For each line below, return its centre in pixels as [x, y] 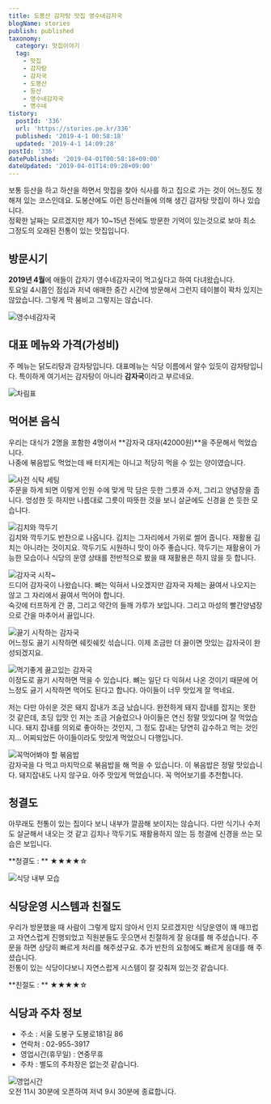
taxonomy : [25, 38]
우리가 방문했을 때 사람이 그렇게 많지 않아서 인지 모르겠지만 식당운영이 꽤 [123, 928]
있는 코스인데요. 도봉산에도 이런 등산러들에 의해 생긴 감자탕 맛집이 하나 [134, 201]
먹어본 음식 [34, 421]
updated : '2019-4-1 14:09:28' [66, 144]
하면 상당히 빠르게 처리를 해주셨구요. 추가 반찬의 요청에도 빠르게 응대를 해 [139, 948]
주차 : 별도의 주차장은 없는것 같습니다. [79, 1064]
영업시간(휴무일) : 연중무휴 [61, 1054]
